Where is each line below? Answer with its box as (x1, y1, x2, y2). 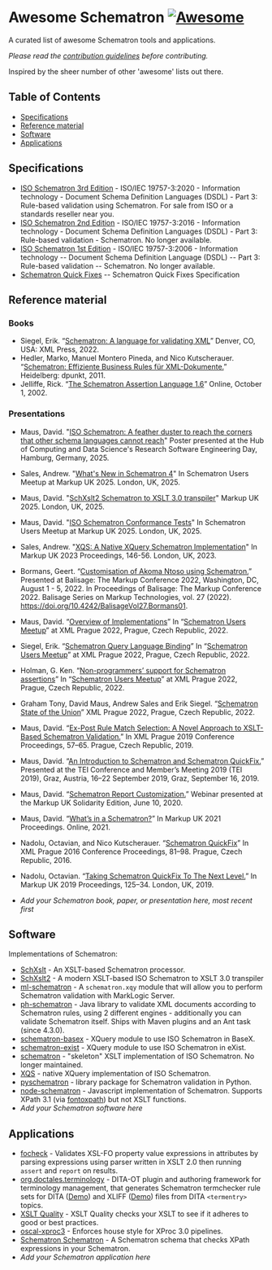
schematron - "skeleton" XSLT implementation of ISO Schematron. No (19, 1051, 255, 1062)
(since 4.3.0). (19, 1026, 65, 1036)
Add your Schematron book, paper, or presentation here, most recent (19, 896, 253, 905)
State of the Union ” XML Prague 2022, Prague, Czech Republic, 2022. (19, 707, 256, 716)
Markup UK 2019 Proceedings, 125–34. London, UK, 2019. (19, 879, 214, 889)
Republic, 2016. (19, 855, 72, 865)
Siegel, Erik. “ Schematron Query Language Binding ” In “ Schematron (19, 641, 248, 650)
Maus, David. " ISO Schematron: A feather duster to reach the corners (19, 427, 253, 436)
